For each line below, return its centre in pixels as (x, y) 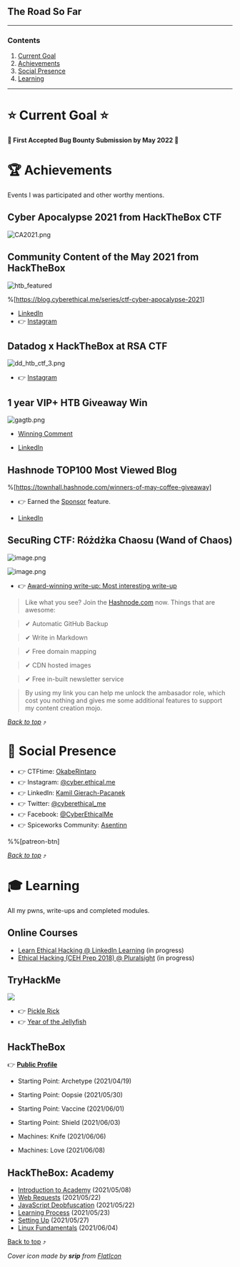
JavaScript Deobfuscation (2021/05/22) (76, 1205)
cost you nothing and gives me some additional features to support (124, 700)
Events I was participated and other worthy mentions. (86, 195)
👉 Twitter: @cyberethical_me (62, 803)
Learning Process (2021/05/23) (64, 1212)
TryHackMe (34, 980)
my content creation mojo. (63, 708)
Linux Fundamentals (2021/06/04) (68, 1228)
